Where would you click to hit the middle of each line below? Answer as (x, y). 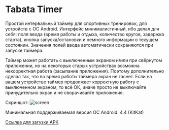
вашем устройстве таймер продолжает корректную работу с (72, 82)
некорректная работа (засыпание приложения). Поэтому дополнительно (85, 71)
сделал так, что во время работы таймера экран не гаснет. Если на (79, 76)
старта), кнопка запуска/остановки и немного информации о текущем (82, 40)
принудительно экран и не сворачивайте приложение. (65, 92)
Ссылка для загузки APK (32, 122)
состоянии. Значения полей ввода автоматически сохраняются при (79, 45)
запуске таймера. (24, 50)
